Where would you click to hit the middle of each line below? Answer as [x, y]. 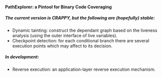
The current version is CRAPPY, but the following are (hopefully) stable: [80, 18]
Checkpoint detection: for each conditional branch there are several [81, 40]
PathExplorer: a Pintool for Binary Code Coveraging [58, 7]
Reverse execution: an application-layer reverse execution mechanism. [84, 69]
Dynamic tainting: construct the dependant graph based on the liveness [85, 30]
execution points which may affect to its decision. [62, 46]
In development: [22, 57]
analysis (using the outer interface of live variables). [65, 35]
